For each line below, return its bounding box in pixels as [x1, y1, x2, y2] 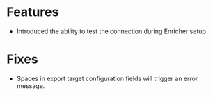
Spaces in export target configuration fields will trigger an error [16, 74, 198, 82]
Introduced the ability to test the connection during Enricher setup [16, 27, 207, 35]
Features [6, 4, 59, 20]
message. [16, 81, 45, 90]
